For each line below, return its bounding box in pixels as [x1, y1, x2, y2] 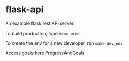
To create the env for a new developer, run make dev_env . [5, 40, 124, 46]
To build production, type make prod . [5, 30, 81, 36]
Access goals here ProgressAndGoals [5, 50, 85, 56]
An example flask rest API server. [5, 20, 75, 26]
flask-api [5, 4, 44, 15]
